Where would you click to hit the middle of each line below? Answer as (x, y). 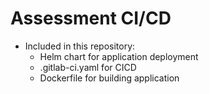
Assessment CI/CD (91, 18)
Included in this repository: (80, 46)
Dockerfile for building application (109, 78)
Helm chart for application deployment (119, 56)
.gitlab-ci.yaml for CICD (88, 67)
